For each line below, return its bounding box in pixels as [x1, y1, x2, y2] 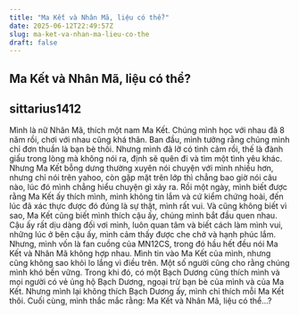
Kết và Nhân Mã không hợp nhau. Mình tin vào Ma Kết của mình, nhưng [9, 248, 271, 259]
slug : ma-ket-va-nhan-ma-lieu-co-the [9, 29, 150, 38]
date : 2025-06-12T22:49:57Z [9, 21, 114, 30]
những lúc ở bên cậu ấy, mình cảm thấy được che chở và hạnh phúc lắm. [9, 229, 277, 240]
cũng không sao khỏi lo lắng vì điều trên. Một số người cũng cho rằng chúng [9, 258, 290, 269]
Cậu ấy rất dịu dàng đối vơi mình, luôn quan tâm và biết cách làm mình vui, [9, 220, 284, 230]
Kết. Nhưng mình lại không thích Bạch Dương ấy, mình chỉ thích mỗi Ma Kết [9, 286, 284, 297]
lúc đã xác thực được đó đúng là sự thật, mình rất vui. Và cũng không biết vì [9, 201, 287, 211]
